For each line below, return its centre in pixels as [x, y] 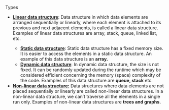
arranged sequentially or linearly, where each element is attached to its [87, 22]
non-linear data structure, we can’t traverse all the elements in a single [87, 96]
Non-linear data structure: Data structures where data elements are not [88, 86]
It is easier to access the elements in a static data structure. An [86, 53]
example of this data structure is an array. [64, 59]
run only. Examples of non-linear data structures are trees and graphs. [87, 102]
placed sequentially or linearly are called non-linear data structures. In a [88, 91]
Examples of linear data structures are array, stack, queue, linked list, [85, 33]
